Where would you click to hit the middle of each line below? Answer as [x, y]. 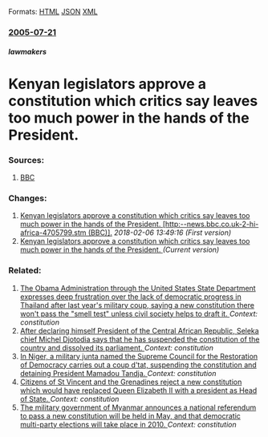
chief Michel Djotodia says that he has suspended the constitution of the [140, 339]
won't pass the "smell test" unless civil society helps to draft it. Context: [139, 314]
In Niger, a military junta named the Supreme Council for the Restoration [139, 356]
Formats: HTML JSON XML [53, 12]
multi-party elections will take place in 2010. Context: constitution [128, 424]
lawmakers [27, 51]
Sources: [26, 160]
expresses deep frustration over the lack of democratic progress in [131, 297]
